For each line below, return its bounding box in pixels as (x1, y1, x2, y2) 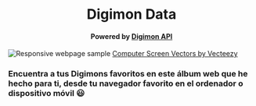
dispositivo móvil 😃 (8, 88, 85, 99)
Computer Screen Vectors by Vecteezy (112, 49, 238, 58)
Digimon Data (86, 5, 177, 23)
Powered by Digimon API (90, 31, 173, 41)
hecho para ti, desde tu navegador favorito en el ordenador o (8, 78, 243, 89)
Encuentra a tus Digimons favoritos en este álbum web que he (8, 69, 248, 79)
